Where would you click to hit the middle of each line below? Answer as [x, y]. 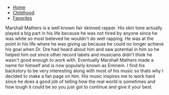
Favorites [22, 18]
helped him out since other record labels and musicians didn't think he [79, 55]
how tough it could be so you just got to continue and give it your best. [79, 87]
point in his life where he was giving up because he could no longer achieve [84, 44]
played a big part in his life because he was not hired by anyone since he [81, 33]
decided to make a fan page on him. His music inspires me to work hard [80, 76]
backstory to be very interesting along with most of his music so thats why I [84, 71]
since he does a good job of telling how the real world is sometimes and [80, 81]
